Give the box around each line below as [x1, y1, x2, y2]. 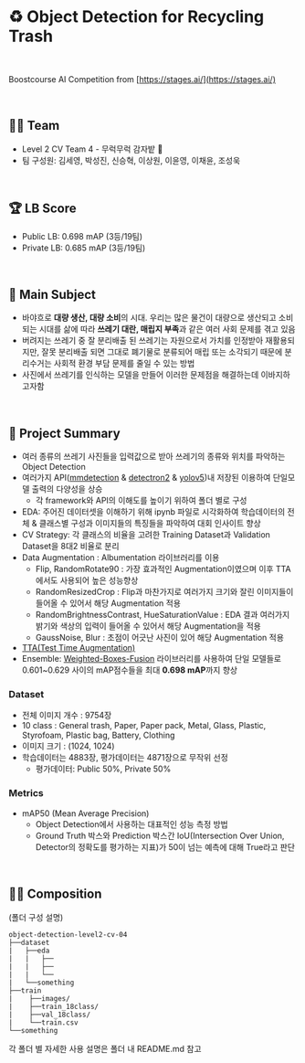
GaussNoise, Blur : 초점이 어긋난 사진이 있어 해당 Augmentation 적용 [35, 632, 285, 643]
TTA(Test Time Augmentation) [21, 643, 136, 654]
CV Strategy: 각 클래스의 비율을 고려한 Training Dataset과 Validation [21, 529, 271, 540]
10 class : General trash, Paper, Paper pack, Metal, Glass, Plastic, [21, 720, 267, 731]
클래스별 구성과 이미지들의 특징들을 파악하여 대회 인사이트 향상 [38, 518, 261, 529]
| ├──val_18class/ [8, 1010, 91, 1019]
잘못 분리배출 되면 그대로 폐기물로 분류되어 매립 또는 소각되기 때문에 [41, 346, 283, 357]
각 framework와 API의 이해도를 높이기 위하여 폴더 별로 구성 [35, 495, 247, 506]
